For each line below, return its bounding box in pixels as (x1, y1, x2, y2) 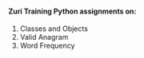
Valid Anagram (19, 33, 69, 42)
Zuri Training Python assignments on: (8, 6, 137, 16)
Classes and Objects (19, 24, 88, 33)
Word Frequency (19, 41, 75, 51)
